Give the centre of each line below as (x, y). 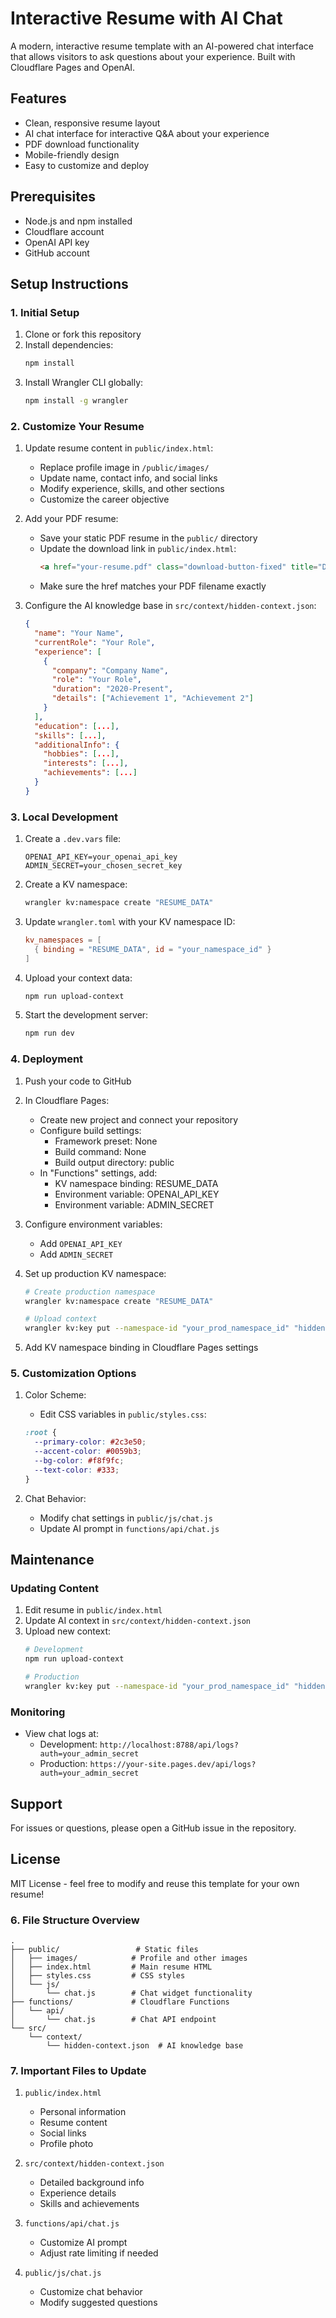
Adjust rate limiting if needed (99, 2253)
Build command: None (100, 1151)
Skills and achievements (89, 2204)
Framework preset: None (106, 1141)
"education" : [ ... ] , (77, 726)
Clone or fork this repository (83, 334)
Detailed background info (92, 2183)
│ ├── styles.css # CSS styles (98, 1976)
